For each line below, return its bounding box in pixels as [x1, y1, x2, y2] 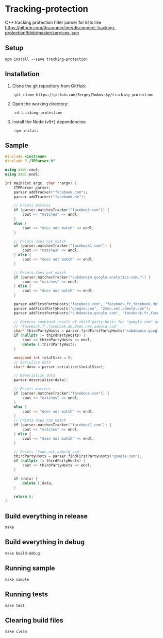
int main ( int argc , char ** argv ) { [5, 181, 77, 186]
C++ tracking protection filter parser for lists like [5, 19, 101, 25]
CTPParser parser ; [14, 185, 51, 190]
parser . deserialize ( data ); [14, 378, 68, 382]
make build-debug [5, 551, 40, 556]
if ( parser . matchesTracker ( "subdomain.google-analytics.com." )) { [14, 275, 151, 280]
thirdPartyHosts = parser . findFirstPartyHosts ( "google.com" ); [14, 454, 142, 459]
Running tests [5, 590, 49, 599]
